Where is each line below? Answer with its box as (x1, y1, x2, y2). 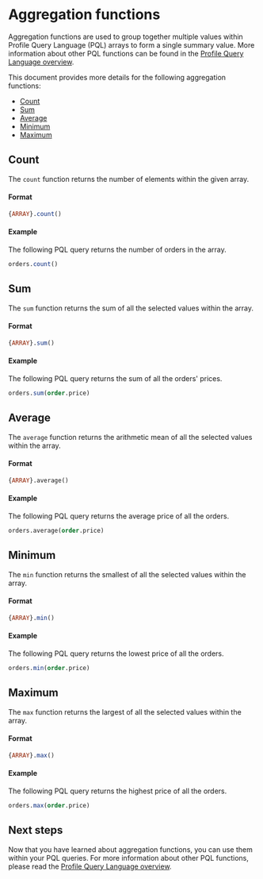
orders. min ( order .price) (8, 664, 90, 672)
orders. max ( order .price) (8, 801, 90, 809)
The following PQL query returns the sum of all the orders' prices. (8, 374, 223, 383)
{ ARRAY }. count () (8, 210, 62, 218)
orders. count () (8, 260, 59, 268)
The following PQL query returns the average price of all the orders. (8, 511, 230, 521)
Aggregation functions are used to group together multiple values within (8, 32, 243, 41)
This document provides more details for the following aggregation (8, 72, 227, 82)
